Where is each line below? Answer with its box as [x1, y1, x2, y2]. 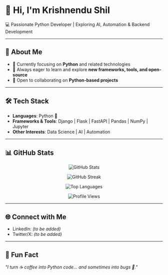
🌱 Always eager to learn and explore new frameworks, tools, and [12, 66, 148, 72]
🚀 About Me [5, 48, 42, 57]
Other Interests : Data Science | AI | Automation [12, 129, 110, 135]
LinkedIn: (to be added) [12, 226, 61, 232]
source [12, 72, 27, 78]
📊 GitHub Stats [5, 148, 54, 157]
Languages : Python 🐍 [12, 113, 57, 119]
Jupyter [12, 123, 29, 129]
